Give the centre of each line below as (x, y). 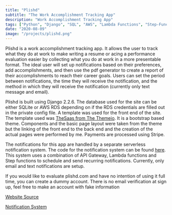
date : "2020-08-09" (26, 29)
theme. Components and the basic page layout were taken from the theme (84, 124)
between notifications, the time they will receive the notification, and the (81, 81)
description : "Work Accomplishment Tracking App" (59, 19)
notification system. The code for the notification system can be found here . (86, 150)
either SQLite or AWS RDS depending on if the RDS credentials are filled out (85, 107)
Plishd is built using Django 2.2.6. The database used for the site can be (81, 102)
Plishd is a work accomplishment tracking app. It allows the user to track (82, 48)
